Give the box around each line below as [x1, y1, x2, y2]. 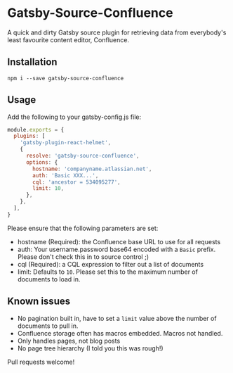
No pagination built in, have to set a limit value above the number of [17, 314, 217, 322]
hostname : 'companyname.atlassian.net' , [32, 165, 152, 172]
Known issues [7, 296, 71, 308]
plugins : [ [13, 132, 46, 140]
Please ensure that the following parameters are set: [7, 224, 159, 232]
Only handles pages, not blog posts [17, 336, 121, 345]
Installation [7, 56, 58, 68]
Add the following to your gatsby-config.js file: [7, 113, 142, 121]
